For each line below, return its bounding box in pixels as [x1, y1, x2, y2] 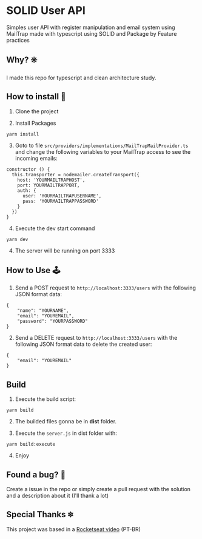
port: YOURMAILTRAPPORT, [17, 182, 80, 188]
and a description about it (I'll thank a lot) [6, 492, 109, 499]
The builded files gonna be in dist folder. [15, 418, 117, 425]
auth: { [17, 187, 36, 194]
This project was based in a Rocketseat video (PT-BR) [6, 525, 141, 533]
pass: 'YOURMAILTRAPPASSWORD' [22, 198, 99, 204]
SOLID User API [6, 4, 86, 18]
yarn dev [6, 236, 29, 242]
